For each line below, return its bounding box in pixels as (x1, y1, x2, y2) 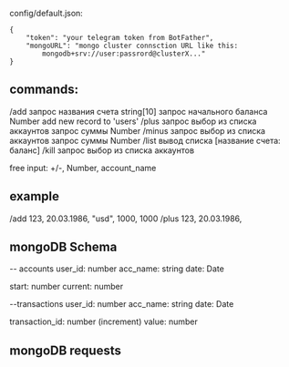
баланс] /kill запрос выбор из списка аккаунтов (9, 145, 194, 156)
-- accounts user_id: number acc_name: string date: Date (9, 263, 225, 274)
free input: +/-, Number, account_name (9, 162, 157, 173)
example (9, 189, 60, 204)
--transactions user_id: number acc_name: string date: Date (9, 299, 234, 310)
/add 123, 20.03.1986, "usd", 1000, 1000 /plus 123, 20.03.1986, (9, 213, 243, 224)
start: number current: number (9, 281, 124, 292)
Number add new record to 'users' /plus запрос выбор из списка (9, 116, 257, 127)
